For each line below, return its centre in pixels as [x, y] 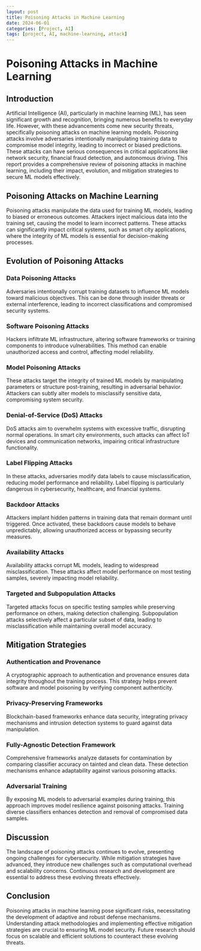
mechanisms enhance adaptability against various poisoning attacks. [91, 770]
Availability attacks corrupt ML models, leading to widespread [82, 565]
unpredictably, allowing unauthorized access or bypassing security [89, 530]
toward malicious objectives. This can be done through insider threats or [96, 297]
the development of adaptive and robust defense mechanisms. [84, 917]
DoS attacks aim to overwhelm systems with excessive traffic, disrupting [96, 428]
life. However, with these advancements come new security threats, [90, 126]
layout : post [22, 12]
